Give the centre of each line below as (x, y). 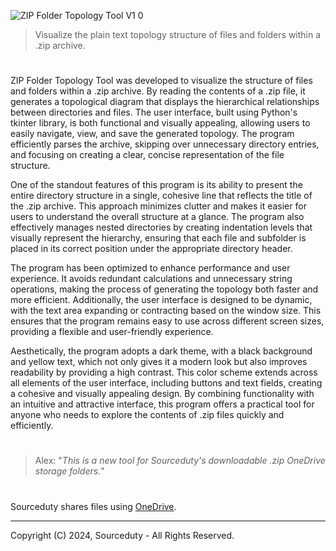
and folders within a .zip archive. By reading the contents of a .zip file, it (158, 91)
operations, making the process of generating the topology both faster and (164, 289)
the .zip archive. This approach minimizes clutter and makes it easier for (158, 206)
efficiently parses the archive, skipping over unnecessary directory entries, (165, 144)
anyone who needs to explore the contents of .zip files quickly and (147, 415)
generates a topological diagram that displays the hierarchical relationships (165, 102)
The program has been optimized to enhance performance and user (150, 268)
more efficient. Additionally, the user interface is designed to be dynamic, (161, 300)
